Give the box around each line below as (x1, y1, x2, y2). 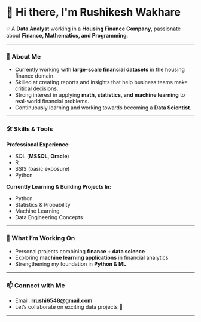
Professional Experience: (6, 140, 71, 148)
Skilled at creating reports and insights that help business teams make (14, 79, 188, 86)
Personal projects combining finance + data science (14, 247, 145, 254)
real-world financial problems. (14, 98, 90, 105)
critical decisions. (14, 85, 59, 92)
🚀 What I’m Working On (6, 234, 75, 243)
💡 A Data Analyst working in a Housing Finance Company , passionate (6, 25, 181, 32)
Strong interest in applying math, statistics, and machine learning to (14, 91, 185, 99)
